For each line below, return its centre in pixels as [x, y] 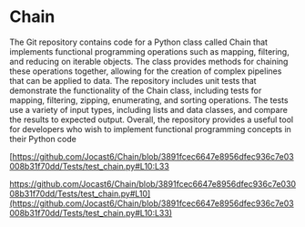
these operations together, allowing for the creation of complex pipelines [146, 71]
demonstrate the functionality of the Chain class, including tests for [136, 90]
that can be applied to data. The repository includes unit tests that [133, 80]
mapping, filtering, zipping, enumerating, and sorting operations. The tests [149, 100]
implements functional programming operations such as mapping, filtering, [149, 51]
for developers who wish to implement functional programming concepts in [150, 129]
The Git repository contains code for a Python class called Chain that [139, 42]
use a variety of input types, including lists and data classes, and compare [149, 109]
